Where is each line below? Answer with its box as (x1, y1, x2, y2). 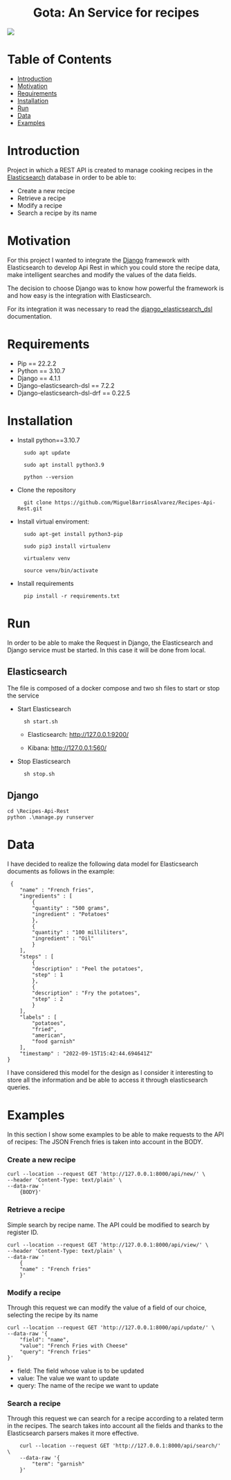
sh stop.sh (24, 771, 55, 778)
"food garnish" (32, 1038, 76, 1045)
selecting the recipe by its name (7, 1310, 98, 1319)
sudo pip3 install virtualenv (24, 542, 111, 550)
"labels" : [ (19, 1014, 57, 1021)
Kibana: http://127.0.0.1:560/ (27, 744, 107, 752)
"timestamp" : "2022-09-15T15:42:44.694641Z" (19, 1051, 154, 1058)
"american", (32, 1032, 67, 1040)
